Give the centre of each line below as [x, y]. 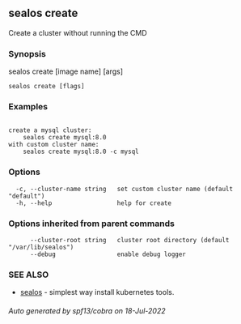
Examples [28, 107]
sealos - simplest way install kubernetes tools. [97, 292]
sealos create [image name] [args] [66, 71]
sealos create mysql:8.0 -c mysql [81, 152]
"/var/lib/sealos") [41, 247]
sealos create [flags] [47, 87]
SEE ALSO [29, 275]
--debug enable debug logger [108, 254]
